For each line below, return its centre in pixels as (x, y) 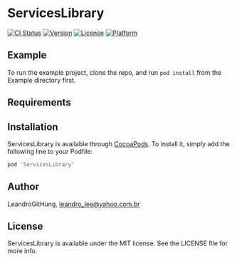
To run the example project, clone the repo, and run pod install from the (115, 72)
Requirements (39, 102)
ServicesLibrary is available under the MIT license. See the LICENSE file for (117, 243)
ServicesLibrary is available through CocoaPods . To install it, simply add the (118, 143)
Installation (33, 127)
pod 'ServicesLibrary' (41, 164)
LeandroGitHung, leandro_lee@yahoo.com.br (74, 204)
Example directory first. (42, 80)
